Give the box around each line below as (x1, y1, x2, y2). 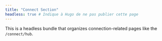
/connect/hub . (5, 31, 33, 37)
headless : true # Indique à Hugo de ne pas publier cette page (5, 12, 139, 17)
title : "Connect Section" (5, 7, 58, 12)
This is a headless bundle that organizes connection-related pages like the (5, 25, 158, 31)
